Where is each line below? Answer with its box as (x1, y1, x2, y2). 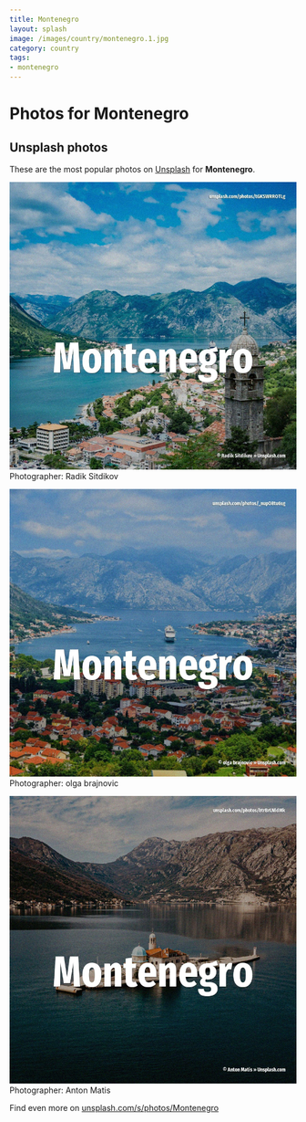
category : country (9, 44, 79, 53)
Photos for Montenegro (9, 103, 189, 124)
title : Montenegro (9, 15, 79, 24)
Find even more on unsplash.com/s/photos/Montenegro (9, 1103, 219, 1113)
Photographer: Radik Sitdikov (9, 471, 118, 481)
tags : (9, 53, 30, 63)
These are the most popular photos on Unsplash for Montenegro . (9, 164, 256, 174)
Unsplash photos (9, 140, 108, 155)
